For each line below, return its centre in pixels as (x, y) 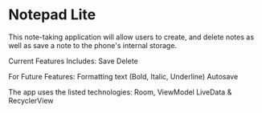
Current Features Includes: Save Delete (73, 61)
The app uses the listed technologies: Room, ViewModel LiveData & (120, 92)
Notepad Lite (52, 15)
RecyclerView (31, 100)
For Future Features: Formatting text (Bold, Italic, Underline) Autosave (123, 76)
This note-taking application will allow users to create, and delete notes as (131, 37)
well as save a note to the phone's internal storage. (93, 45)
